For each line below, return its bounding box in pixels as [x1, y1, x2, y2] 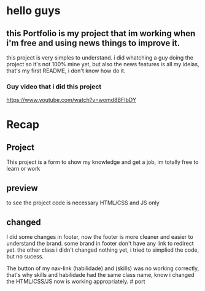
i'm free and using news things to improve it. [6, 37, 180, 48]
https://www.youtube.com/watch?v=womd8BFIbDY [6, 96, 137, 104]
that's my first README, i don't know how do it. [6, 67, 126, 74]
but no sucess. [6, 252, 44, 260]
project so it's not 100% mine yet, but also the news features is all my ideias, [6, 61, 199, 68]
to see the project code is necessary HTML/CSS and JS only [6, 199, 160, 206]
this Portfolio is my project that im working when [6, 28, 196, 39]
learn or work [6, 165, 41, 173]
